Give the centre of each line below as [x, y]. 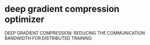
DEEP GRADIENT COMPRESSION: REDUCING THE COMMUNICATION [75, 33]
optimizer [25, 19]
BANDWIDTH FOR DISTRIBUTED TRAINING [48, 38]
